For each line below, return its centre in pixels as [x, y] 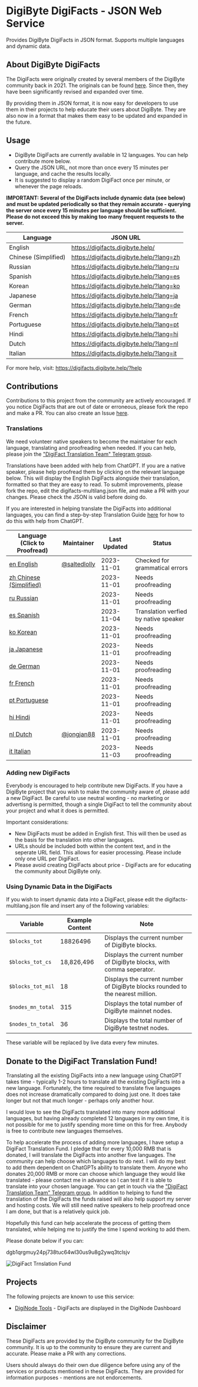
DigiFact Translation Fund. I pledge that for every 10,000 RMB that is [89, 1149]
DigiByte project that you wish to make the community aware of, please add [98, 792]
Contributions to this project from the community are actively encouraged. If [99, 401]
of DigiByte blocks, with [137, 962]
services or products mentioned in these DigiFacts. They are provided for [95, 1371]
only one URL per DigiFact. [47, 859]
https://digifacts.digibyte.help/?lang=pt [125, 324]
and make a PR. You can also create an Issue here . [67, 413]
